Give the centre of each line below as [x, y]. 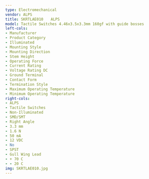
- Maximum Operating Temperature [40, 89]
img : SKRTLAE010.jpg [27, 168]
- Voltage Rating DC [27, 71]
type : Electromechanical [31, 10]
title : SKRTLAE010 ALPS [32, 19]
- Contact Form [21, 80]
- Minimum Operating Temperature [40, 94]
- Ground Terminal [24, 75]
